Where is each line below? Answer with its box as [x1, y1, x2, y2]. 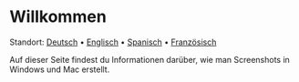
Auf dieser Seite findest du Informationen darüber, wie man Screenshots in [9, 54, 290, 65]
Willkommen [9, 6, 107, 27]
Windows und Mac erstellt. [9, 64, 110, 75]
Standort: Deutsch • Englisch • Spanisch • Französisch [9, 36, 217, 47]
